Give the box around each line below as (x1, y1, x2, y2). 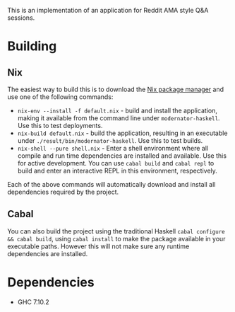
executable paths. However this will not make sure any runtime (7, 242, 190, 250)
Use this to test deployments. (17, 122, 103, 129)
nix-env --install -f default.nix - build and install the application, (17, 106, 217, 115)
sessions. (7, 13, 35, 22)
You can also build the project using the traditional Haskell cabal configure (7, 226, 225, 236)
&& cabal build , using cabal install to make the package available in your (7, 234, 226, 243)
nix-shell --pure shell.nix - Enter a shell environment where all (17, 144, 209, 152)
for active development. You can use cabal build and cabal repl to (17, 159, 215, 167)
